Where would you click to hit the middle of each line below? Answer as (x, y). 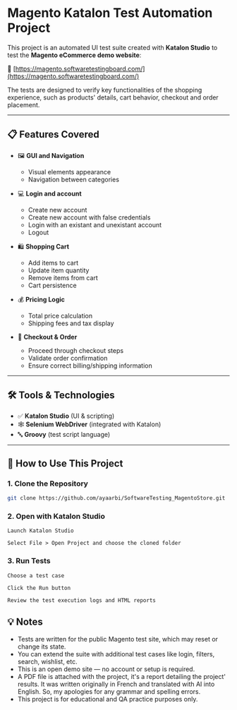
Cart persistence (52, 285)
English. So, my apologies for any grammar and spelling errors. (109, 691)
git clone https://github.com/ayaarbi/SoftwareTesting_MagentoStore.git (116, 498)
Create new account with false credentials (89, 217)
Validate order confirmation (68, 358)
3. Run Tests (29, 561)
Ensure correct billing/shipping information (90, 366)
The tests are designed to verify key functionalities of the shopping (105, 90)
